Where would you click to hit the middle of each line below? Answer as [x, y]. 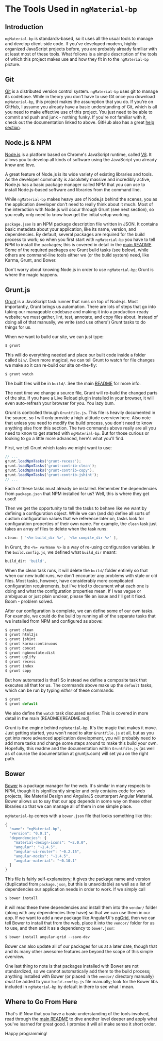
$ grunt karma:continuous [31, 644]
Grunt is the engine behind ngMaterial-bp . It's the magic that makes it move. [81, 728]
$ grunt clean [19, 630]
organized [15, 49]
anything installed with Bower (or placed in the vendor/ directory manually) [80, 976]
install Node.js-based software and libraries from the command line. [73, 189]
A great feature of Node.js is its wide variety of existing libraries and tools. [79, 174]
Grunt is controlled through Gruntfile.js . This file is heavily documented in [80, 413]
